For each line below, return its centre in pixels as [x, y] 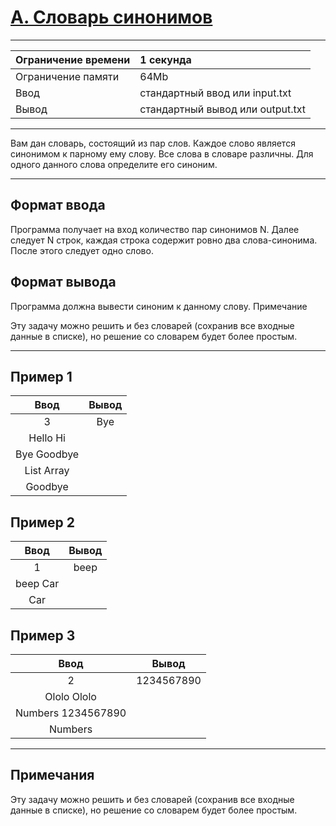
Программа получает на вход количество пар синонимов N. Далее [155, 229]
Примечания [52, 775]
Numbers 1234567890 [71, 713]
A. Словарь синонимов [111, 17]
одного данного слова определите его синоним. [114, 164]
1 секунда [165, 59]
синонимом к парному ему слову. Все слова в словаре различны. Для [162, 153]
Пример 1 [41, 376]
